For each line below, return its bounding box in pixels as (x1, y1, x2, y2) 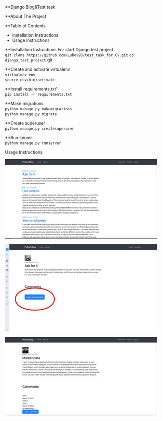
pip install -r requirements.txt (5, 92, 72, 97)
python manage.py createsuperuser (5, 126, 75, 131)
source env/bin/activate (5, 77, 55, 82)
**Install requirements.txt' (5, 86, 58, 91)
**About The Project (5, 14, 47, 19)
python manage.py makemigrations (5, 106, 72, 111)
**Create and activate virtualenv (5, 66, 70, 72)
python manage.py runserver (5, 141, 62, 146)
